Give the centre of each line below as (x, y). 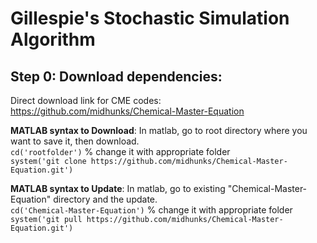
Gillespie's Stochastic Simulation (150, 18)
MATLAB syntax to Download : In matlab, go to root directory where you (159, 130)
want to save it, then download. (75, 141)
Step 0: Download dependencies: (116, 76)
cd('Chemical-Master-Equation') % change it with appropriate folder (151, 210)
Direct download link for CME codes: (86, 100)
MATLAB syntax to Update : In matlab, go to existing (118, 188)
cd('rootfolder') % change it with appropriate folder (120, 151)
